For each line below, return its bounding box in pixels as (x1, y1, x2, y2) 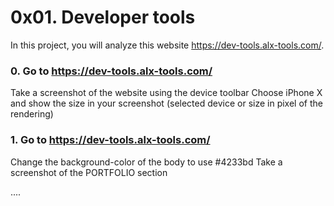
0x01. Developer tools (10, 6, 196, 29)
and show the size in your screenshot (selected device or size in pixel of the (10, 97, 323, 110)
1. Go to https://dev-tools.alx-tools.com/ (10, 133, 211, 147)
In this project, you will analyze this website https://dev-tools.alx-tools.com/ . (10, 39, 325, 51)
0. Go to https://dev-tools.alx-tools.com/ (10, 64, 213, 78)
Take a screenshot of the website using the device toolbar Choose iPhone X (10, 87, 323, 99)
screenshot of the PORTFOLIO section (10, 166, 168, 178)
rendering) (10, 108, 54, 120)
